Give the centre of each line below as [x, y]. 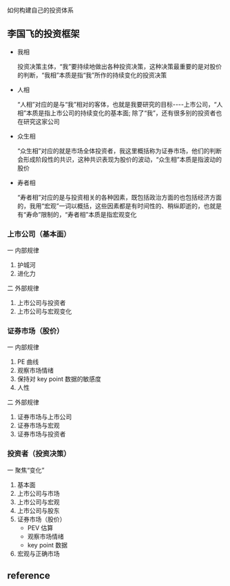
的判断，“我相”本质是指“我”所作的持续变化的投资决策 [92, 75]
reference [29, 576]
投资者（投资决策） [39, 454]
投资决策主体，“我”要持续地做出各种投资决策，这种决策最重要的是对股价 [119, 66]
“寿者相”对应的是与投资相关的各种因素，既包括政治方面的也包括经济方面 [119, 197]
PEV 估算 [40, 527]
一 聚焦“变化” [26, 470]
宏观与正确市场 [38, 554]
